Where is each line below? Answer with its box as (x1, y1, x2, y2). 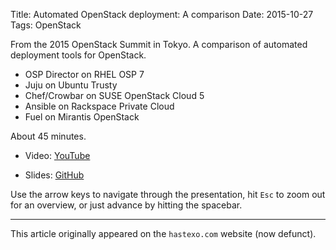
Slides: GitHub (24, 169, 85, 181)
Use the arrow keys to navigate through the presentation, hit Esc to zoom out (10, 189, 326, 200)
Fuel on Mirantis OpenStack (24, 111, 140, 123)
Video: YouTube (24, 150, 91, 161)
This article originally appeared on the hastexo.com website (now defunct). (10, 228, 317, 239)
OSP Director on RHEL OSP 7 (24, 69, 145, 80)
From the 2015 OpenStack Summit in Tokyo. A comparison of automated (10, 39, 308, 50)
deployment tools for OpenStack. (10, 49, 147, 61)
